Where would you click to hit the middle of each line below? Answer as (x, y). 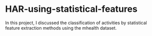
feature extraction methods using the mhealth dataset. (61, 28)
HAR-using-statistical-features (72, 9)
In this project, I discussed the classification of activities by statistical (76, 23)
